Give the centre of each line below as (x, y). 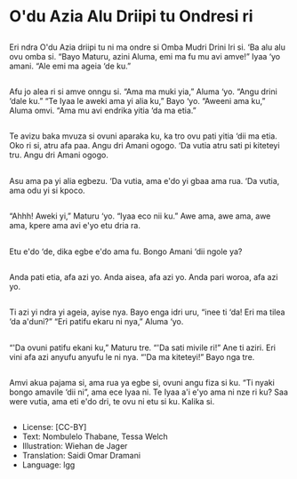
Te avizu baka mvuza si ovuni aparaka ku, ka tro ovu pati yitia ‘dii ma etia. (143, 136)
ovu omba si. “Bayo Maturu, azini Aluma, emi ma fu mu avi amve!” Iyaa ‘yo (145, 56)
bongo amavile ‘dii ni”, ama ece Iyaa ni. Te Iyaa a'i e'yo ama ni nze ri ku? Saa (149, 392)
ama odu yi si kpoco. (48, 190)
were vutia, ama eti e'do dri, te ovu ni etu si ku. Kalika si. (112, 402)
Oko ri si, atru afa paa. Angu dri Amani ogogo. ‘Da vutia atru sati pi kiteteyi (144, 146)
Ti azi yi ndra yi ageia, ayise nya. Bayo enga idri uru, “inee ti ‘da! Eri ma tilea (147, 312)
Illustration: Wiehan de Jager (75, 446)
